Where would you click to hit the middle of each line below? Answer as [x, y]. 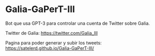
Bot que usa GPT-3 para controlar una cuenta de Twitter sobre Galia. [77, 23]
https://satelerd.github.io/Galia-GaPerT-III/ [50, 48]
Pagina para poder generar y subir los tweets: [53, 43]
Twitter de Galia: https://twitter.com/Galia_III [52, 33]
